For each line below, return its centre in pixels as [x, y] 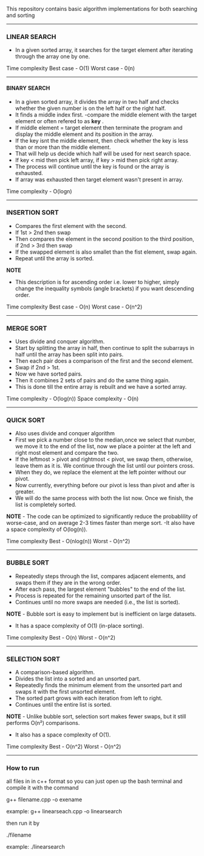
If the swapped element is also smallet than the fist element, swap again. [106, 252]
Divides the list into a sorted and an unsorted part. [78, 679]
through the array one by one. [52, 57]
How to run [23, 768]
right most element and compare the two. [67, 453]
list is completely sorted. [46, 505]
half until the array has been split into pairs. [69, 355]
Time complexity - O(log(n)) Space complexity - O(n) [73, 399]
